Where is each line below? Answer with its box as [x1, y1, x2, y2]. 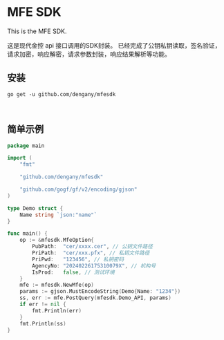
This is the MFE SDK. [7, 27, 67, 35]
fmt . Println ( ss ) [19, 320, 67, 327]
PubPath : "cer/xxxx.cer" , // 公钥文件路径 [32, 243, 153, 250]
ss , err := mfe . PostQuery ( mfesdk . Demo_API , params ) [19, 294, 171, 301]
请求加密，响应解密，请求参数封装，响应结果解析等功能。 [7, 50, 171, 58]
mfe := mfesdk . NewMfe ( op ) [19, 281, 95, 289]
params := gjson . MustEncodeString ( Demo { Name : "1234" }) [19, 288, 181, 295]
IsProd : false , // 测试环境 [32, 269, 115, 276]
